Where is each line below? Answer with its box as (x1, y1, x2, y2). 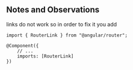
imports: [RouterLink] (17, 53, 74, 59)
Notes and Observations (6, 5, 100, 15)
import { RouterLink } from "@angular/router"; (6, 32, 128, 38)
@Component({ (6, 42, 39, 48)
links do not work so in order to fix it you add (6, 20, 117, 28)
